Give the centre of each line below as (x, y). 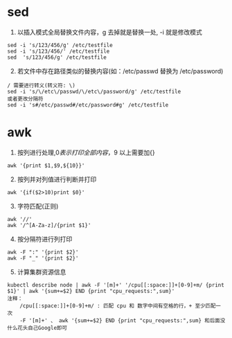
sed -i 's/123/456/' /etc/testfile (59, 51)
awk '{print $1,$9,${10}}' (46, 166)
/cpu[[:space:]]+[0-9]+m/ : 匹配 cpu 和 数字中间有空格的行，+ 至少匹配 (118, 305)
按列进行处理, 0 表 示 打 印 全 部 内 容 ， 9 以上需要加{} (86, 152)
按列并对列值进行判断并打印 (57, 179)
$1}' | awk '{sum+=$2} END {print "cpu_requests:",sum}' (91, 291)
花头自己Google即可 (42, 328)
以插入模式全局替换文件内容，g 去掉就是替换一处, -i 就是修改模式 (110, 32)
